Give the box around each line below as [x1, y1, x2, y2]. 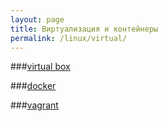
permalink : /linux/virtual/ [10, 33, 128, 43]
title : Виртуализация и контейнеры [10, 24, 159, 34]
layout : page [10, 14, 65, 25]
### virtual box [10, 61, 71, 73]
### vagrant [10, 99, 59, 111]
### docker [10, 80, 57, 92]
